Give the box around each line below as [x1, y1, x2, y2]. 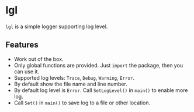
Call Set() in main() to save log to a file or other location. [13, 99, 150, 106]
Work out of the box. [13, 55, 64, 62]
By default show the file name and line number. [13, 80, 128, 87]
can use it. [13, 68, 39, 75]
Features [5, 40, 39, 50]
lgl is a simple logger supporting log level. [5, 23, 108, 30]
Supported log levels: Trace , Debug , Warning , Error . [13, 74, 135, 81]
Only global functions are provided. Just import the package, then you [13, 62, 183, 69]
